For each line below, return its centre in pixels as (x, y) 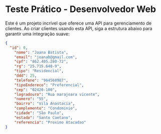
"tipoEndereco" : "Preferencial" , (49, 85)
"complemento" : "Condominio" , (46, 108)
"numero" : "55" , (31, 99)
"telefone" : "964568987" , (41, 80)
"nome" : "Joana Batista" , (41, 52)
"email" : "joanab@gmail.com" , (46, 57)
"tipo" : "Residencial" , (39, 71)
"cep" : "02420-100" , (36, 90)
